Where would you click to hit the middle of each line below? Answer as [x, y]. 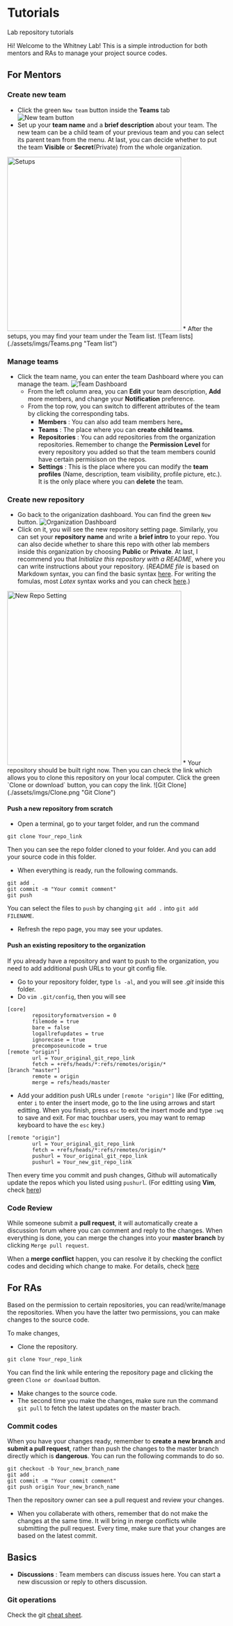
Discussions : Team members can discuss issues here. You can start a [119, 1574]
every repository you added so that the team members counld [127, 451]
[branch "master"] [34, 1070]
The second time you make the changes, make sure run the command [118, 1400]
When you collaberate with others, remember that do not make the [113, 1514]
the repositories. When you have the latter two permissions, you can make [114, 1312]
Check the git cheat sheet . [45, 1615]
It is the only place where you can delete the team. [111, 481]
